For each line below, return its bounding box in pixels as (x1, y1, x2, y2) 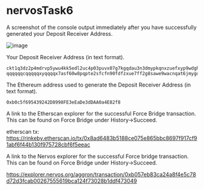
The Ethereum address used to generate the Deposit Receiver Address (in (6, 81, 191, 88)
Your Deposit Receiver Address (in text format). (6, 53, 124, 61)
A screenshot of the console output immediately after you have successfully (6, 24, 197, 31)
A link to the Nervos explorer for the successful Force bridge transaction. (6, 152, 189, 160)
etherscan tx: (6, 128, 39, 135)
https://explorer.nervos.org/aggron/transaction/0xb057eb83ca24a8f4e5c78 (6, 171, 196, 178)
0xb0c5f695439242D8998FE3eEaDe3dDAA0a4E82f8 (6, 99, 121, 105)
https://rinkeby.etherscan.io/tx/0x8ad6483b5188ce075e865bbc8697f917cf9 (6, 134, 197, 142)
